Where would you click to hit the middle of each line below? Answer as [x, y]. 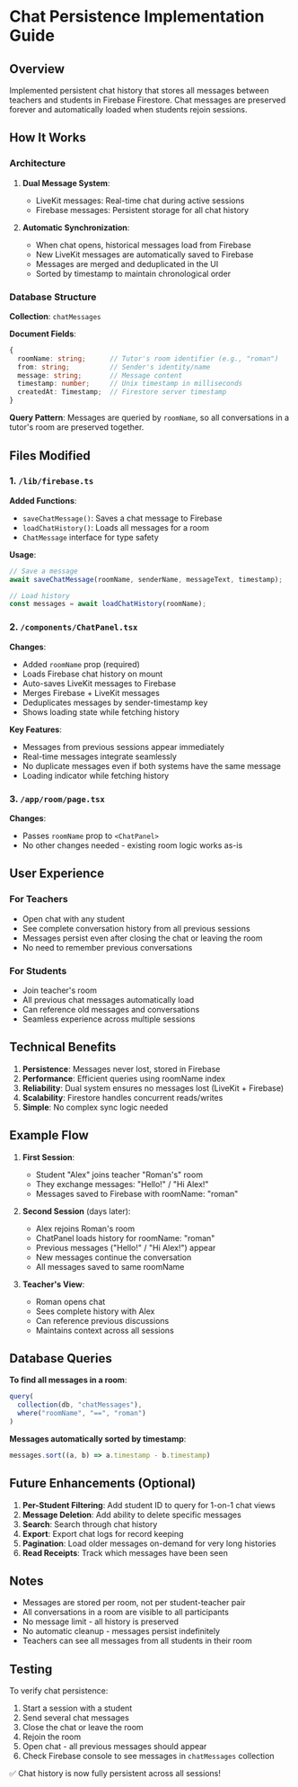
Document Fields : [43, 334]
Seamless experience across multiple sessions [109, 1019]
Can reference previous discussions [102, 1320]
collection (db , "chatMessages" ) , [80, 1405]
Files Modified [50, 456]
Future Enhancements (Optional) [102, 1483]
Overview [37, 69]
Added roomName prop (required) [81, 664]
